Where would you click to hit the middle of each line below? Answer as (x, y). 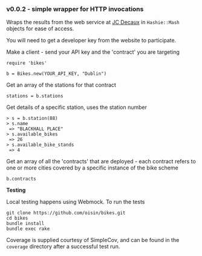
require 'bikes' (27, 63)
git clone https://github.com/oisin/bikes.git (66, 213)
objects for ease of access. (40, 28)
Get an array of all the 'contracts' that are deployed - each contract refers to (101, 162)
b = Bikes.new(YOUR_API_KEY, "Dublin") (57, 74)
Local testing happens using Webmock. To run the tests (76, 202)
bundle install (25, 224)
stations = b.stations (35, 96)
